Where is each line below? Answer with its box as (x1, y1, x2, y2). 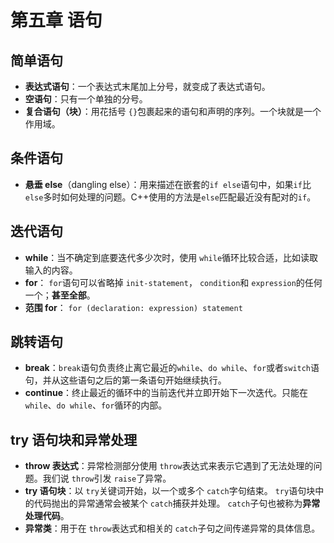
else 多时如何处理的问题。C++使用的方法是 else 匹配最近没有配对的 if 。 (24, 191, 317, 203)
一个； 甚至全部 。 (24, 289, 96, 301)
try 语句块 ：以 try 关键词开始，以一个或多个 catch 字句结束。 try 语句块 (24, 485, 316, 497)
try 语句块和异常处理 (10, 431, 138, 448)
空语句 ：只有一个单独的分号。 (24, 93, 148, 105)
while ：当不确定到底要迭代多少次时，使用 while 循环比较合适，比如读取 (24, 251, 319, 263)
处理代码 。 (24, 510, 70, 522)
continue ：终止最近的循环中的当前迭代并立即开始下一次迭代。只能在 (24, 387, 309, 399)
